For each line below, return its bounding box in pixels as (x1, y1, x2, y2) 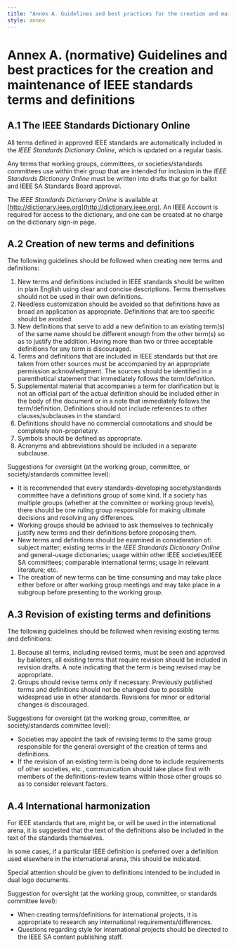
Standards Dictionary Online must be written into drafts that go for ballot (7, 174, 217, 182)
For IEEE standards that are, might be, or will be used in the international (7, 818, 216, 827)
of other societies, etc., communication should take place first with (17, 765, 211, 773)
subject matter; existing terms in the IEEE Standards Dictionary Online (17, 543, 220, 552)
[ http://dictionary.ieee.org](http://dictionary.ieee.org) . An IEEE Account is (7, 203, 218, 211)
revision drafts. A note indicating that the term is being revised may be (17, 663, 221, 672)
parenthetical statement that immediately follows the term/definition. (17, 375, 216, 383)
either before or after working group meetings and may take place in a (17, 580, 221, 589)
